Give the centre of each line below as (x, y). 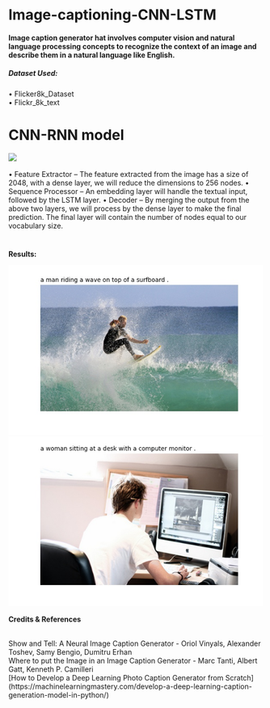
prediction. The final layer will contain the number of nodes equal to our (128, 217)
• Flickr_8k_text (34, 102)
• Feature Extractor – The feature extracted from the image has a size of (129, 174)
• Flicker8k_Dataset (41, 94)
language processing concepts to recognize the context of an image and (133, 46)
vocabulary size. (36, 225)
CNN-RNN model (66, 135)
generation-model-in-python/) (59, 695)
